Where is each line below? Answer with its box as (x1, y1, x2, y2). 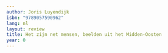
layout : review (6, 26, 45, 32)
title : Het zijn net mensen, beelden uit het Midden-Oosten (6, 32, 163, 38)
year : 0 (6, 37, 26, 43)
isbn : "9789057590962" (6, 15, 64, 21)
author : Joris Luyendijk (6, 9, 69, 15)
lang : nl (6, 20, 29, 26)
